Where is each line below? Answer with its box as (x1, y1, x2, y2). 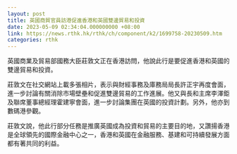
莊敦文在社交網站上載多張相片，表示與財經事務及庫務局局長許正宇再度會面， (7, 80, 230, 89)
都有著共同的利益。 (7, 139, 63, 148)
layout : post (7, 10, 46, 18)
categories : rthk (7, 37, 59, 44)
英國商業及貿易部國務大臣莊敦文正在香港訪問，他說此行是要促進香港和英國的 (7, 57, 230, 65)
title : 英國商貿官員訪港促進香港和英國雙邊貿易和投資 (7, 17, 145, 24)
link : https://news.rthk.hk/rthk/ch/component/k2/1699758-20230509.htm (7, 30, 222, 37)
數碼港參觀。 (7, 107, 44, 115)
